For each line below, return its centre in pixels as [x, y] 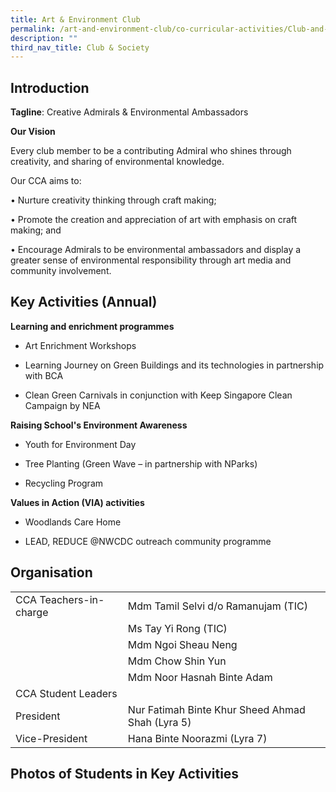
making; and [36, 230]
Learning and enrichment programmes [92, 326]
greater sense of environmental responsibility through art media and [151, 260]
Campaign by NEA [62, 405]
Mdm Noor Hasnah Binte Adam [200, 677]
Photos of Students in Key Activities [125, 774]
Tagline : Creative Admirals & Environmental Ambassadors [129, 112]
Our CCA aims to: [46, 181]
